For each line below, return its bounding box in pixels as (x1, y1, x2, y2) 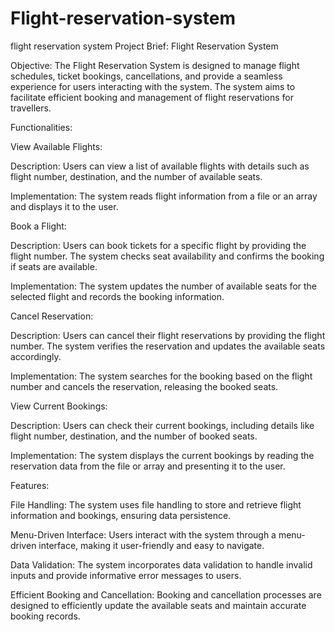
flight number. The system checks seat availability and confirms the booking (10, 250, 325, 262)
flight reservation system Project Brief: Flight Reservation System (10, 40, 279, 52)
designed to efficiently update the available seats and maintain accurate (10, 599, 307, 611)
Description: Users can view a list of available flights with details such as (10, 160, 310, 172)
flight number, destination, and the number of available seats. (10, 170, 263, 182)
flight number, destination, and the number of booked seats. (10, 430, 258, 442)
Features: (10, 479, 50, 491)
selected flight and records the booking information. (10, 290, 225, 302)
